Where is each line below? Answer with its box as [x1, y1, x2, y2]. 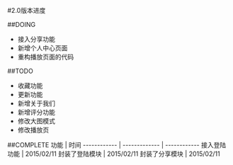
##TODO [7, 67, 33, 75]
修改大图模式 [17, 117, 55, 125]
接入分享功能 [17, 35, 55, 43]
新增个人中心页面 [17, 44, 68, 52]
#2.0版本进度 [7, 6, 46, 14]
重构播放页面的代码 [17, 52, 74, 61]
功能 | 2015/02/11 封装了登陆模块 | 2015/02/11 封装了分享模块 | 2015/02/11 [7, 149, 221, 158]
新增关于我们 [17, 99, 55, 108]
